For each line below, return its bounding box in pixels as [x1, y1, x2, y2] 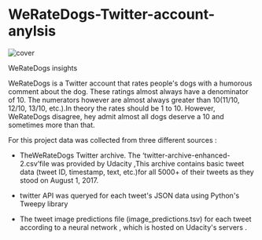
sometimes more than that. [8, 120, 95, 129]
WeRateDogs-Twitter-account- [8, 5, 215, 24]
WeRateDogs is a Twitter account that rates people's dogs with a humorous [8, 78, 253, 88]
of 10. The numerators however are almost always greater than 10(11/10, [8, 95, 240, 104]
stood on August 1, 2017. [19, 175, 99, 185]
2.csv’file [19, 158, 50, 168]
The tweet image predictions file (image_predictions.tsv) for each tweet [19, 214, 252, 224]
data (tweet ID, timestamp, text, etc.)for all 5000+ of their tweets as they [19, 167, 254, 176]
